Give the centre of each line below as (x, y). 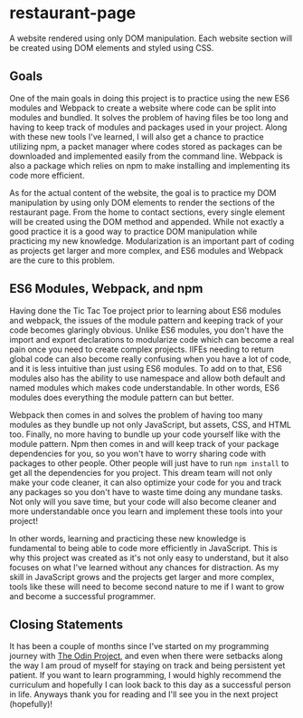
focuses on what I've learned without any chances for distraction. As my (144, 567)
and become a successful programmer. (83, 596)
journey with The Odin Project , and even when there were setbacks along (146, 656)
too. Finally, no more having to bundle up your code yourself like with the (145, 434)
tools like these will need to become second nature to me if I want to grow (147, 587)
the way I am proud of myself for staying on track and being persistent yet (147, 665)
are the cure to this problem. (62, 260)
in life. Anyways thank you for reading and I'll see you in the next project (144, 694)
